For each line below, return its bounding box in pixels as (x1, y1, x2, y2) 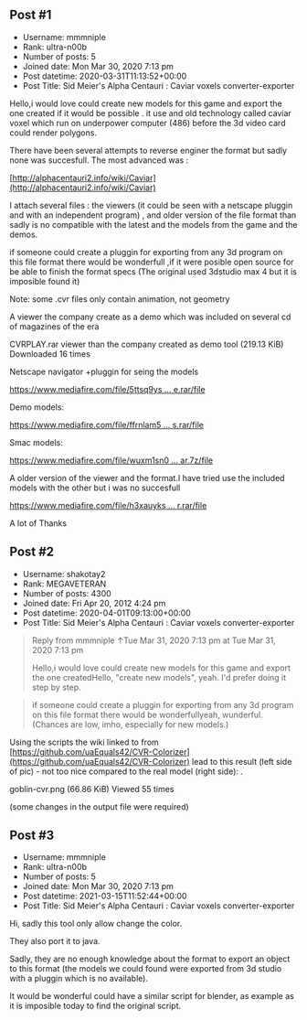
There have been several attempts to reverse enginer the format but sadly (9, 145, 288, 156)
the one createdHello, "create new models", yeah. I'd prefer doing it (31, 671, 287, 682)
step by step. (31, 682, 82, 693)
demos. (9, 229, 38, 240)
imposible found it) (9, 275, 80, 286)
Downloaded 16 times (9, 348, 91, 360)
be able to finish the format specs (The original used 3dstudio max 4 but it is (9, 265, 297, 277)
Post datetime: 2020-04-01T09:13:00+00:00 (22, 607, 192, 618)
